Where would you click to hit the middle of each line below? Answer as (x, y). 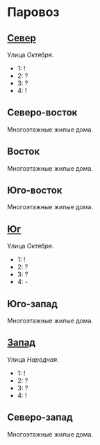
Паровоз (33, 12)
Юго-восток (35, 191)
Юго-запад (32, 304)
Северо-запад (40, 417)
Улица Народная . (33, 359)
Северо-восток (42, 113)
